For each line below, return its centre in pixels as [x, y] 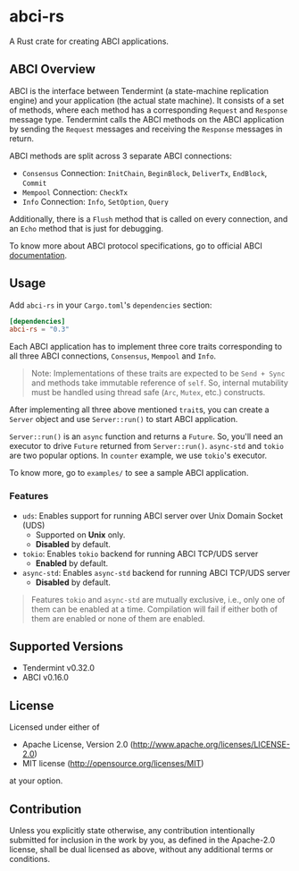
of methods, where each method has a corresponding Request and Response [149, 110]
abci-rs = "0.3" [39, 330]
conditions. [30, 859]
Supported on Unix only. [80, 535]
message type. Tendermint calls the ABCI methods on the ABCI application [147, 119]
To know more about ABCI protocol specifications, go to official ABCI [136, 245]
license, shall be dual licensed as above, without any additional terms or [141, 850]
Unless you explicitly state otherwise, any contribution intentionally [132, 831]
